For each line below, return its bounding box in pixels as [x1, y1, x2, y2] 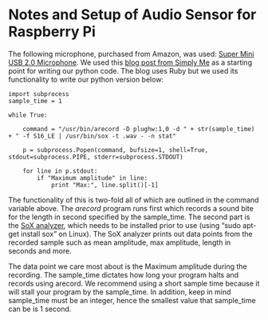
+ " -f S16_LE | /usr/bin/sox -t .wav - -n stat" [8, 132, 177, 140]
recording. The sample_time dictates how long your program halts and [8, 270, 239, 279]
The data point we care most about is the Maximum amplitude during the [8, 262, 247, 271]
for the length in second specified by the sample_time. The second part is [8, 212, 250, 222]
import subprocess [8, 90, 69, 98]
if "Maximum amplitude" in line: [37, 174, 148, 182]
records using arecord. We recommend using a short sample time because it [8, 278, 260, 288]
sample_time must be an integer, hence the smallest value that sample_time [8, 295, 257, 305]
